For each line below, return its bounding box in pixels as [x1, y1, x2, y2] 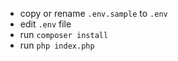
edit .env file [19, 18, 72, 30]
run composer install [19, 29, 109, 40]
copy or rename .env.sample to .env [19, 8, 168, 19]
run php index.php [19, 39, 95, 51]
